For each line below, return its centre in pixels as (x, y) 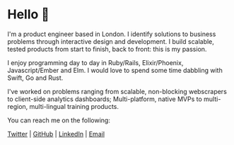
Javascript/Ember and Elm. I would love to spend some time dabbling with (115, 70)
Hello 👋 (28, 14)
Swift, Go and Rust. (35, 78)
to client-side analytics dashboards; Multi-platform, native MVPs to (105, 99)
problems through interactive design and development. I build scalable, (111, 41)
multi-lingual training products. (74, 106)
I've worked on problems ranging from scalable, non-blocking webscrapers (117, 91)
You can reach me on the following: (59, 120)
